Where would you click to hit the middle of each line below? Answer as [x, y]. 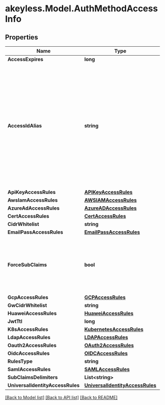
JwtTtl [15, 321]
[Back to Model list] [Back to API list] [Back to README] [61, 397]
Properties [22, 37]
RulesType [20, 361]
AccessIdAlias [25, 126]
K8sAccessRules [28, 329]
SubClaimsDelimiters [33, 377]
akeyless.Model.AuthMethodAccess [82, 9]
